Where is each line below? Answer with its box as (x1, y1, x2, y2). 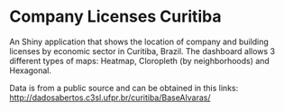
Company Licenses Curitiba (9, 6, 223, 27)
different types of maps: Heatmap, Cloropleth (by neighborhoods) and (9, 55, 270, 66)
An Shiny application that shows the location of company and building (9, 36, 269, 47)
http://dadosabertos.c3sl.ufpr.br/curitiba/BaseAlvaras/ (9, 92, 211, 103)
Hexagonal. (9, 65, 52, 76)
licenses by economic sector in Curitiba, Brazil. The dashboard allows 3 (9, 45, 276, 56)
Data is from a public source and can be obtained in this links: (9, 82, 239, 93)
